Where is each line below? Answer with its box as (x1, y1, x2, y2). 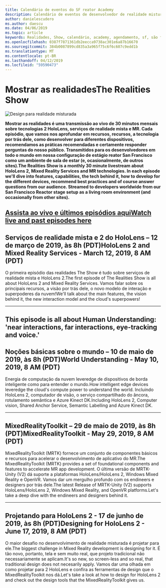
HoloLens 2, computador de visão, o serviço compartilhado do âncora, (5, 392, 149, 398)
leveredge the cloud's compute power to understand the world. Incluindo (5, 387, 154, 392)
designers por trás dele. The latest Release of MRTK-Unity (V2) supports (5, 482, 152, 488)
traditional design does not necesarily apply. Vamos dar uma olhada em (5, 561, 151, 567)
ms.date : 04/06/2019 (5, 26, 48, 31)
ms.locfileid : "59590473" (5, 63, 58, 67)
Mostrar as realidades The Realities (5, 84, 151, 95)
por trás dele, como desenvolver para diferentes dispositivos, (5, 136, 134, 142)
